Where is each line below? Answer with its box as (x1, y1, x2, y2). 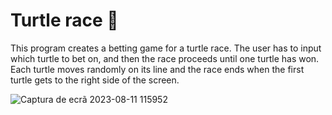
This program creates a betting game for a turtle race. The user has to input (10, 42, 322, 54)
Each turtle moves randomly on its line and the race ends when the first (10, 63, 305, 75)
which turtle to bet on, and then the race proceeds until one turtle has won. (10, 52, 320, 64)
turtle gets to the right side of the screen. (10, 74, 180, 86)
